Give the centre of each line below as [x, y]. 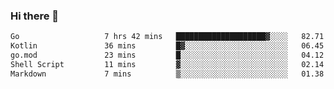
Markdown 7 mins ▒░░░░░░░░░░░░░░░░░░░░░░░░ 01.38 [167, 74]
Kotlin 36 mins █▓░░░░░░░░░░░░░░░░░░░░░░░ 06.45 [167, 46]
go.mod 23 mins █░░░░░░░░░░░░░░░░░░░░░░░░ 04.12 [167, 55]
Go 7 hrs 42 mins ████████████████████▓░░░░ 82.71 [167, 37]
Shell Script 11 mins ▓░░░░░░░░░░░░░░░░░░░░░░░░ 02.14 [167, 64]
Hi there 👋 [35, 16]
